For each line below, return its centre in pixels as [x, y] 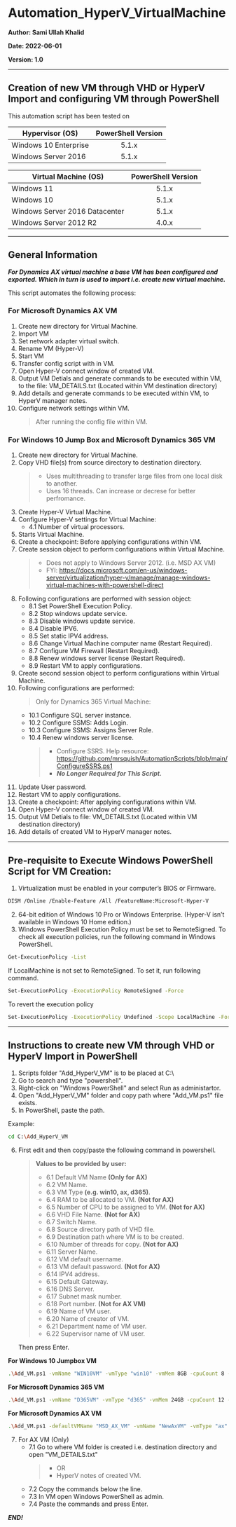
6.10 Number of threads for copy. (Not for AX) [112, 1245]
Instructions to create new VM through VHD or [111, 1045]
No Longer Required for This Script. [109, 774]
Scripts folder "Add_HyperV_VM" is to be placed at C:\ [96, 1073]
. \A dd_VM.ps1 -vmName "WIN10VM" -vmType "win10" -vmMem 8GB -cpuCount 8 [116, 1374]
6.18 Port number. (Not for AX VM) [96, 1304]
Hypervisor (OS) [50, 133]
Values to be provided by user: [81, 1164]
